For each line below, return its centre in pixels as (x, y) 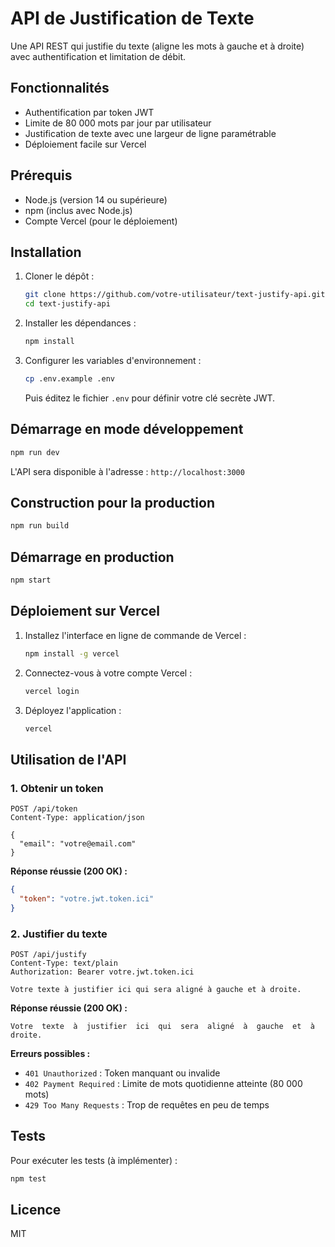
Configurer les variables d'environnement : (113, 360)
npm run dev (35, 452)
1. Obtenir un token (57, 788)
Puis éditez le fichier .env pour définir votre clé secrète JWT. (150, 398)
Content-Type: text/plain (64, 963)
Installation (46, 252)
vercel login (52, 691)
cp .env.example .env (69, 379)
